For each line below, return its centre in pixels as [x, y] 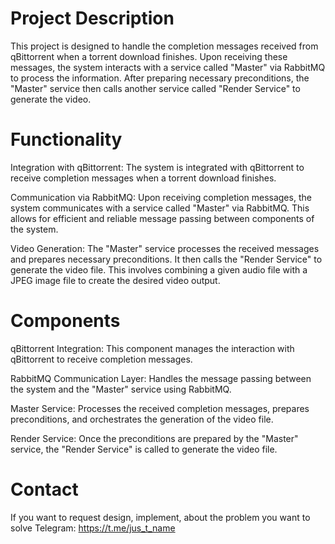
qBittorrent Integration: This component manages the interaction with [152, 348]
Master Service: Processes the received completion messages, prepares [160, 408]
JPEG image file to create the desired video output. [115, 280]
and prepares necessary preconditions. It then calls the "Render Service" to [166, 259]
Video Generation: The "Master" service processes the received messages [165, 248]
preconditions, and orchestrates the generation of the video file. [142, 419]
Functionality [66, 139]
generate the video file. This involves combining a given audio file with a [159, 269]
